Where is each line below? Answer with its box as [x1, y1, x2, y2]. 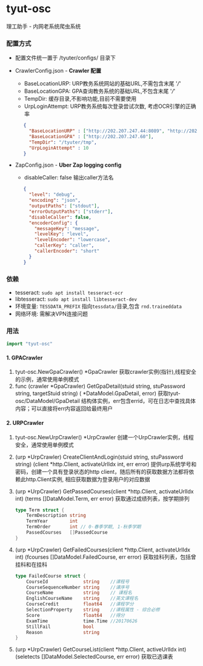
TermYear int [26, 518, 78, 524]
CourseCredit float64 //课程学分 [26, 601, 135, 607]
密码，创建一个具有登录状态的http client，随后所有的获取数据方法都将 [15, 468, 189, 475]
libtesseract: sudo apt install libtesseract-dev [15, 296, 138, 303]
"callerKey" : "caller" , [34, 242, 95, 248]
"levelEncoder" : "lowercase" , [34, 237, 111, 243]
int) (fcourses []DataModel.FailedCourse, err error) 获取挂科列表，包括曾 [15, 553, 196, 561]
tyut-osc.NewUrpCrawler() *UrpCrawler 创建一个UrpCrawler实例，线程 [15, 433, 194, 441]
